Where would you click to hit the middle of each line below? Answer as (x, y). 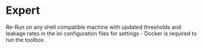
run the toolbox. (26, 40)
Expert (23, 10)
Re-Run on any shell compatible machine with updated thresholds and (94, 27)
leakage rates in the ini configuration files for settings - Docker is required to (101, 33)
